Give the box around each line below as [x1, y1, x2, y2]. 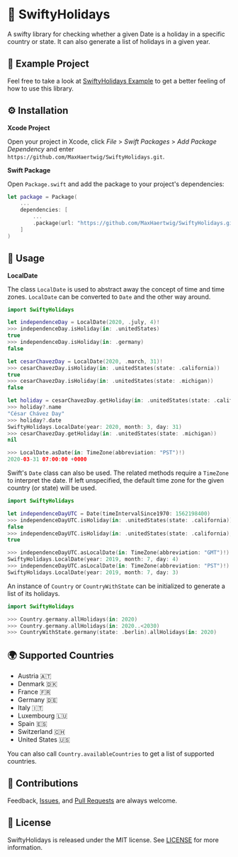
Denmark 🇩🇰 [17, 679, 58, 689]
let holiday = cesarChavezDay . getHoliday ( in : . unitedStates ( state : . [7, 397, 217, 404]
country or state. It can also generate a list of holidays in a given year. [7, 37, 210, 45]
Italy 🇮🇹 [17, 703, 44, 712]
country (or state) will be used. [7, 484, 97, 492]
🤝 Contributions [7, 778, 79, 790]
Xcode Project [7, 123, 50, 132]
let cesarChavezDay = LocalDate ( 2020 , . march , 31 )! [7, 357, 163, 365]
